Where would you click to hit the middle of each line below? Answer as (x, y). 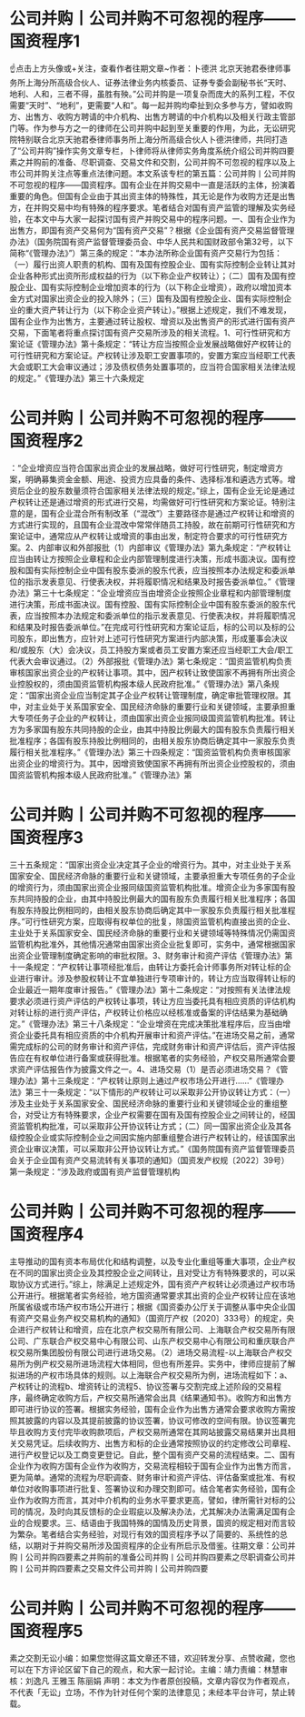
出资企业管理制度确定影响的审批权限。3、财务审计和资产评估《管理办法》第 (151, 955)
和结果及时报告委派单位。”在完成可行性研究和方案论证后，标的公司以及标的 (148, 627)
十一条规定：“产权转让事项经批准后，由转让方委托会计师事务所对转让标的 (147, 967)
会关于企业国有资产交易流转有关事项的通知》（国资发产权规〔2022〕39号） (149, 1160)
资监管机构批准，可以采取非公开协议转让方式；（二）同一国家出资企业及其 (147, 1126)
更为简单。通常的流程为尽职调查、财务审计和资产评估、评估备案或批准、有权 (152, 1477)
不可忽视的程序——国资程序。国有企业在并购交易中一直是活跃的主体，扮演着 (152, 185)
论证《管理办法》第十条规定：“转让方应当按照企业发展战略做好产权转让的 (154, 344)
